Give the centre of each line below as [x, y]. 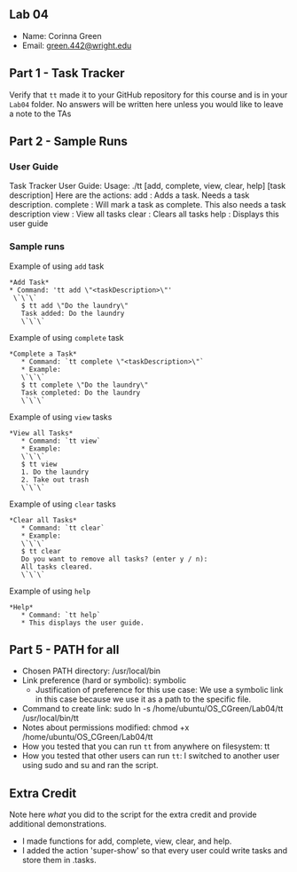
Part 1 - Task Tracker [67, 73]
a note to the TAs [40, 114]
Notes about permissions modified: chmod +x [106, 727]
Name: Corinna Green [62, 35]
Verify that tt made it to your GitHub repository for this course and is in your [148, 94]
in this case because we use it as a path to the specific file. [143, 699]
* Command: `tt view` [61, 441]
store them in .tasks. [59, 860]
